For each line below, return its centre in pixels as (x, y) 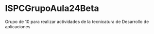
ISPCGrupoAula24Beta (52, 8)
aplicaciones (18, 26)
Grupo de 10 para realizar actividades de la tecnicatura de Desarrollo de (77, 22)
